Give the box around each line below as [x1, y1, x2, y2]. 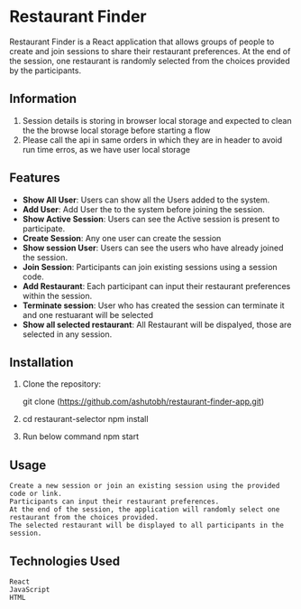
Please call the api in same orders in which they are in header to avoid [22, 134, 283, 145]
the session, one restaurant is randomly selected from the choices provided [9, 55, 290, 66]
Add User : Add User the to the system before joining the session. [22, 203, 266, 214]
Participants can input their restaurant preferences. [9, 497, 220, 507]
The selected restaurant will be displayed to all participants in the [9, 521, 284, 530]
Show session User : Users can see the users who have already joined [22, 242, 284, 253]
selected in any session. [22, 328, 113, 340]
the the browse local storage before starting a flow [22, 125, 211, 136]
